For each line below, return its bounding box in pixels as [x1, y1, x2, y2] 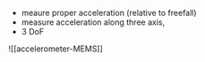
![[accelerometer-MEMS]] [8, 43, 104, 54]
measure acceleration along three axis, [21, 17, 166, 27]
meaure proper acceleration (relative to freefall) [21, 8, 198, 18]
